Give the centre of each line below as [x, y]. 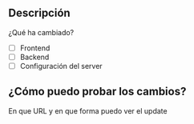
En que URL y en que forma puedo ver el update [88, 110]
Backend [34, 57]
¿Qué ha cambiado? [41, 32]
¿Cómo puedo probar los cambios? [97, 92]
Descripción [39, 13]
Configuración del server [61, 66]
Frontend [35, 48]
